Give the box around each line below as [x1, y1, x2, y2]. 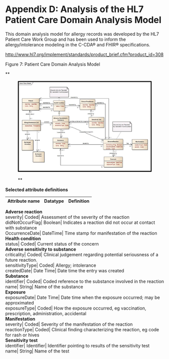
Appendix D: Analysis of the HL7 [5, 4, 144, 15]
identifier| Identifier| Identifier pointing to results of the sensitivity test [5, 343, 150, 349]
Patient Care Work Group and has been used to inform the [5, 36, 126, 42]
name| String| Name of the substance [5, 284, 83, 290]
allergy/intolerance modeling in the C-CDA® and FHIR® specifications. [5, 41, 150, 47]
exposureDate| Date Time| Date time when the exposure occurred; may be [5, 294, 160, 301]
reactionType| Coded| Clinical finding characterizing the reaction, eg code [5, 327, 159, 333]
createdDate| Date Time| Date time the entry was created [5, 268, 125, 274]
